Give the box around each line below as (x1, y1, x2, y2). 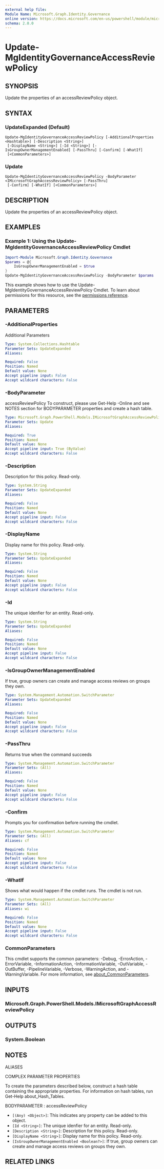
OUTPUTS (5, 1022, 37, 1030)
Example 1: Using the (5, 238, 56, 245)
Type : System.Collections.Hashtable (5, 341, 80, 347)
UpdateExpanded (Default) (5, 124, 70, 130)
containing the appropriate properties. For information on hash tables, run (5, 1088, 153, 1094)
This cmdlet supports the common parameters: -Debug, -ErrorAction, (5, 956, 145, 962)
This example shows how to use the (5, 282, 77, 288)
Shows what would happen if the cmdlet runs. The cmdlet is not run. (5, 888, 143, 894)
